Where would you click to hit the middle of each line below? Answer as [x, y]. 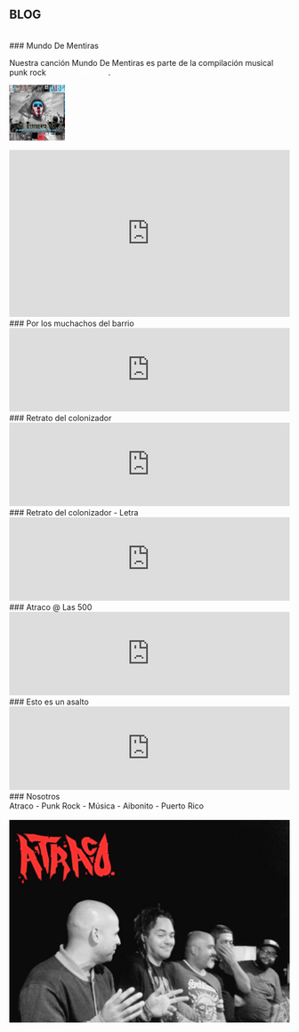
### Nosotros [35, 796]
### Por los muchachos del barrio [72, 323]
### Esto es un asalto [49, 702]
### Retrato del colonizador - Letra [74, 512]
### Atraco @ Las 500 [51, 607]
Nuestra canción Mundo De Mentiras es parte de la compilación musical [141, 62]
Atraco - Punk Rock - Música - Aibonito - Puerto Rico [107, 806]
